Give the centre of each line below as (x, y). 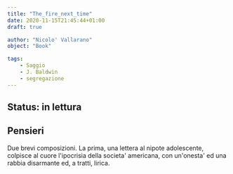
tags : (15, 59)
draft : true (25, 27)
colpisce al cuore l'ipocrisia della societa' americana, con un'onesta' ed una (117, 155)
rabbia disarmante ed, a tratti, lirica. (59, 163)
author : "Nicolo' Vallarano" (50, 39)
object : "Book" (29, 46)
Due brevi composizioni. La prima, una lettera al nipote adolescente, (106, 148)
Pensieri (26, 131)
